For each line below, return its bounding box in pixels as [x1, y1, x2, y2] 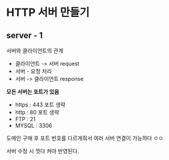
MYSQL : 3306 [15, 122, 53, 129]
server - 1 [6, 30, 43, 40]
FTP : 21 [15, 116, 36, 122]
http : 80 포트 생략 [15, 109, 60, 116]
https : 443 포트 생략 [15, 101, 66, 108]
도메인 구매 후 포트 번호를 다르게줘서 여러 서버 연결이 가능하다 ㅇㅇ [6, 134, 164, 142]
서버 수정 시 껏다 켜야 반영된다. [6, 147, 80, 155]
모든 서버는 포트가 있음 [6, 88, 60, 95]
